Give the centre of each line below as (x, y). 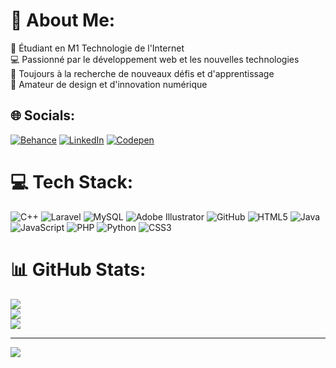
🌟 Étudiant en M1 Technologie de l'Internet (97, 48)
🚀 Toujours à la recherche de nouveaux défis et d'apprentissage (142, 73)
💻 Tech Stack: (72, 181)
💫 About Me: (63, 20)
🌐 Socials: (43, 115)
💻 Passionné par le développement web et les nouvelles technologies (155, 59)
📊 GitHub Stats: (78, 269)
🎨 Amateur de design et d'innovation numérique (109, 84)
